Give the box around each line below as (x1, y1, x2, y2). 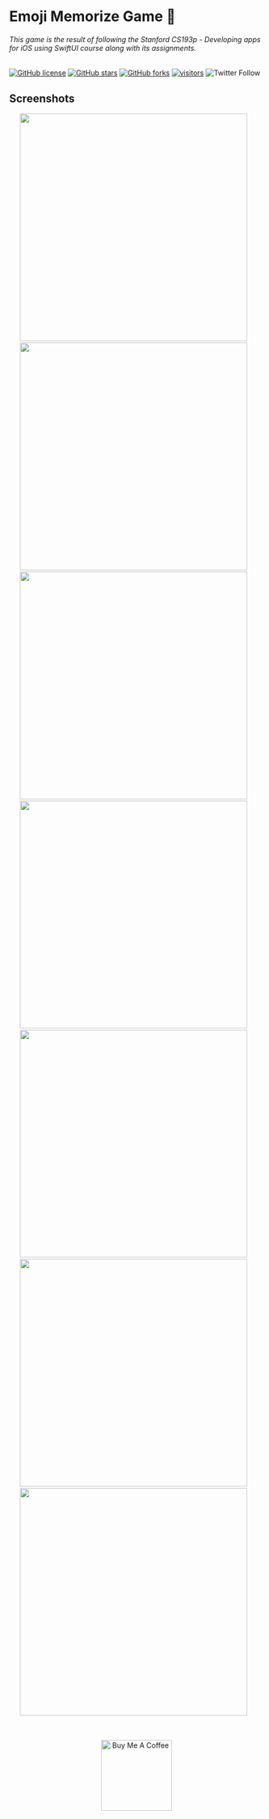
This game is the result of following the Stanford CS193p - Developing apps (9, 34, 261, 44)
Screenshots (9, 91, 75, 105)
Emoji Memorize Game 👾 (9, 7, 176, 26)
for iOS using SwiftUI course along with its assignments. (9, 43, 197, 53)
